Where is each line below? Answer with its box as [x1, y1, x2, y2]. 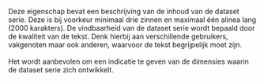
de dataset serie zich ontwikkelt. [8, 65, 115, 74]
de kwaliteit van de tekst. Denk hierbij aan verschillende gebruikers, [8, 31, 228, 41]
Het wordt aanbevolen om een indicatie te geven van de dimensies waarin [8, 57, 249, 66]
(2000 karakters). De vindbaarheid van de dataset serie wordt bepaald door [8, 24, 255, 32]
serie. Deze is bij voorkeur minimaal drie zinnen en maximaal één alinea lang [8, 15, 257, 24]
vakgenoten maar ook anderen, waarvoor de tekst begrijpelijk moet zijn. [8, 40, 243, 50]
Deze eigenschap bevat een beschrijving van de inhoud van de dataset [8, 7, 239, 16]
